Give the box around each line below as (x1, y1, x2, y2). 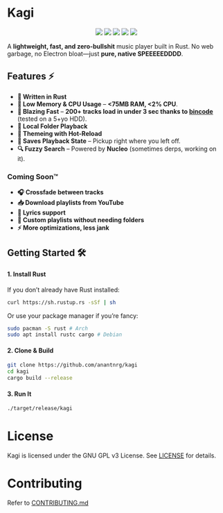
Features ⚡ (7, 71, 55, 83)
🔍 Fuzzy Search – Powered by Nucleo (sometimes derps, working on (17, 144, 217, 153)
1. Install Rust (7, 270, 46, 278)
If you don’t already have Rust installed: (7, 285, 120, 294)
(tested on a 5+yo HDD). (17, 115, 87, 123)
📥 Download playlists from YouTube (17, 199, 125, 207)
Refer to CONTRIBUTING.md (7, 498, 89, 507)
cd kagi (7, 368, 30, 376)
